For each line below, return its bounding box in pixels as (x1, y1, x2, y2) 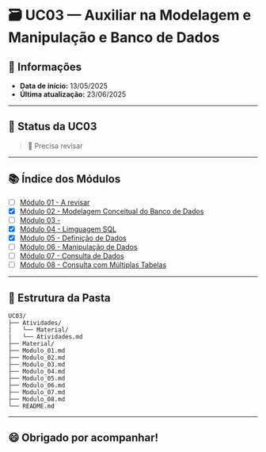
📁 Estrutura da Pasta (8, 291, 111, 305)
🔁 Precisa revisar (27, 140, 83, 151)
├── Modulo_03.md (8, 360, 66, 369)
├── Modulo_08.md (8, 395, 66, 403)
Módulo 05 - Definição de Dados (19, 233, 127, 243)
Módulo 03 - (19, 215, 61, 224)
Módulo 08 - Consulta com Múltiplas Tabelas (19, 260, 167, 270)
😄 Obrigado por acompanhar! (8, 431, 159, 445)
